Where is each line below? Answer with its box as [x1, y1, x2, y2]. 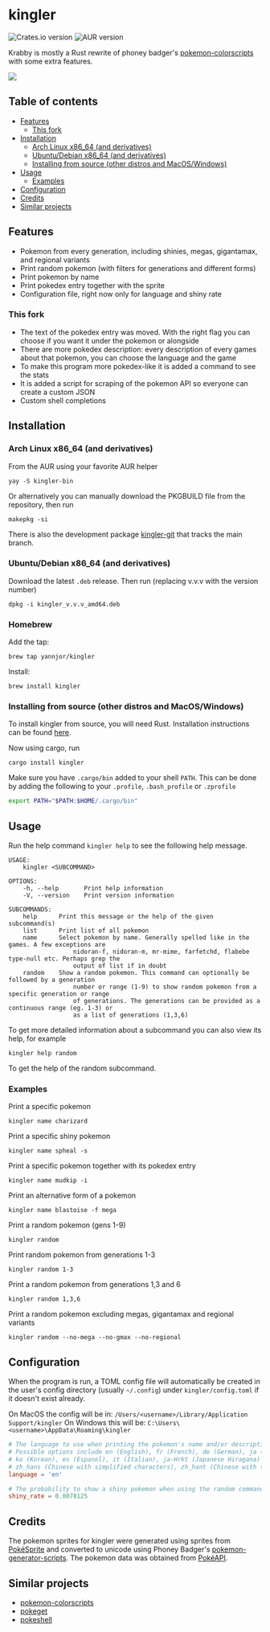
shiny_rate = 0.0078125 [8, 1492, 88, 1501]
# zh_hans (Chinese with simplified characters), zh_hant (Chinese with [8, 1462, 257, 1471]
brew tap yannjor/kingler [8, 653, 95, 661]
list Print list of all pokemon [22, 927, 149, 935]
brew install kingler [8, 682, 81, 691]
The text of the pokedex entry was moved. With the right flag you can [19, 327, 251, 337]
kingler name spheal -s [8, 1147, 88, 1155]
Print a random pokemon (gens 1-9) [8, 1220, 126, 1230]
